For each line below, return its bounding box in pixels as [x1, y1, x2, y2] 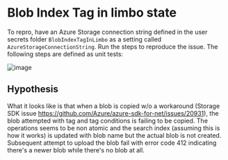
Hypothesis [7, 83, 59, 95]
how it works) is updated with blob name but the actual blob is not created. [7, 131, 222, 139]
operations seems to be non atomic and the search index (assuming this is [7, 123, 220, 132]
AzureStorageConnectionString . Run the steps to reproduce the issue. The [7, 42, 218, 51]
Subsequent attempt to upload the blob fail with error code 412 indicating [7, 139, 217, 147]
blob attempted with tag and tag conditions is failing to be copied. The [7, 116, 209, 125]
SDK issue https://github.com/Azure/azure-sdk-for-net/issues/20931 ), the [7, 109, 219, 117]
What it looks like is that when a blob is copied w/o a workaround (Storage [7, 102, 220, 110]
